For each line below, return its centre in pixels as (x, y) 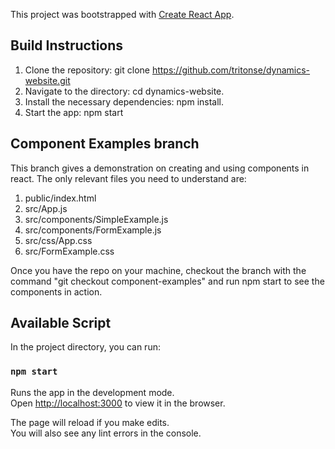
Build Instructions (67, 45)
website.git (47, 80)
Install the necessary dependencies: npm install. (124, 101)
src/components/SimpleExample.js (96, 219)
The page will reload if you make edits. (90, 422)
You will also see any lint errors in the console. (106, 433)
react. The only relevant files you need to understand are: (128, 178)
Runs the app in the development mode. (92, 392)
